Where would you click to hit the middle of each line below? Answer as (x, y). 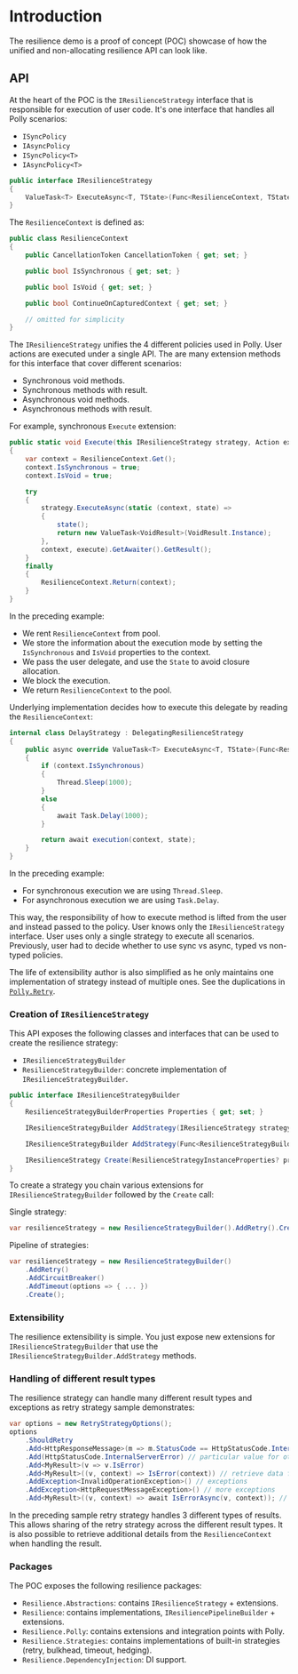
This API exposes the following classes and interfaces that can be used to (144, 1034)
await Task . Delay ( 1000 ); (102, 815)
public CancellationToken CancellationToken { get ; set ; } (137, 255)
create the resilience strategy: (64, 1043)
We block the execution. (66, 680)
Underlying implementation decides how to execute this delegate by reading (149, 707)
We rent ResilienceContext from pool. (91, 633)
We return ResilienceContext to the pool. (97, 690)
